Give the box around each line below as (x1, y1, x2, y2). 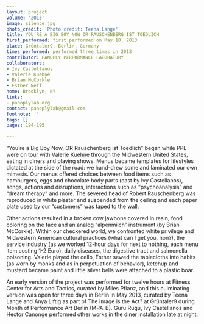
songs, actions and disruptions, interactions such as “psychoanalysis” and (6, 184, 193, 191)
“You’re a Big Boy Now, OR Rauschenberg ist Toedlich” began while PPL (6, 145, 187, 152)
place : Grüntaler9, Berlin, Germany (6, 43, 99, 49)
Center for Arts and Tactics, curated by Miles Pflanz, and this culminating (6, 285, 190, 292)
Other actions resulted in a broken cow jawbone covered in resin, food (6, 215, 183, 222)
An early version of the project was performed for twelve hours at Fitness (6, 278, 191, 286)
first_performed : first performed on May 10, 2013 (6, 37, 138, 43)
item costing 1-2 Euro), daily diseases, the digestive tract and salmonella (6, 247, 188, 254)
